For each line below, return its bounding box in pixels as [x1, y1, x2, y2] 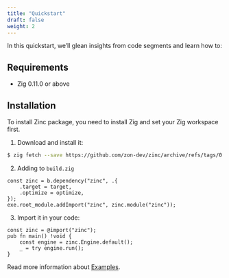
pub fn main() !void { [7, 233, 72, 240]
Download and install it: [16, 139, 84, 146]
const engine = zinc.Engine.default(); [19, 238, 134, 246]
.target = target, [19, 183, 72, 190]
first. [7, 125, 21, 133]
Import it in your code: [16, 213, 80, 222]
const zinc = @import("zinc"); [7, 227, 97, 233]
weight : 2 [7, 23, 36, 30]
